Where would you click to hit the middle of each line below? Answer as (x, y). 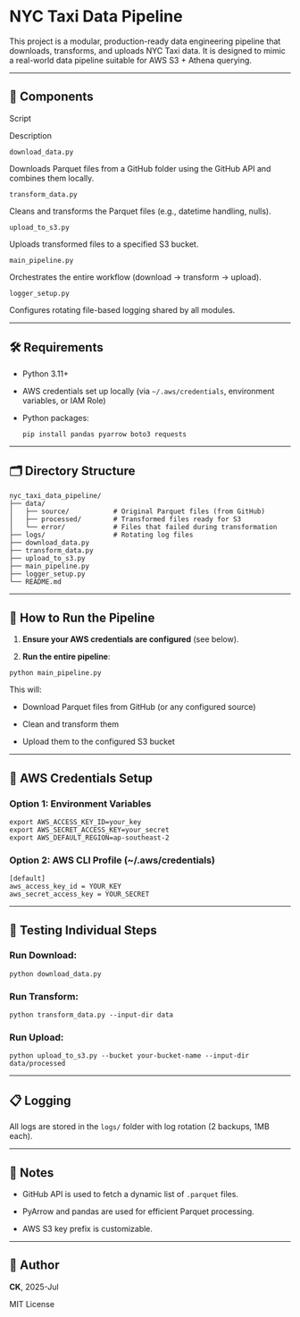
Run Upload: (37, 1037)
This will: (25, 689)
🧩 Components (51, 97)
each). (21, 1136)
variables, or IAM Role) (64, 401)
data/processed (37, 1064)
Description (30, 135)
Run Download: (43, 956)
